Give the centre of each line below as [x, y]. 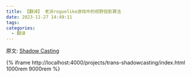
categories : [21, 28]
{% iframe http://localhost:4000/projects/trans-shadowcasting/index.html [96, 63]
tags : [13, 22]
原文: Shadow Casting [33, 51]
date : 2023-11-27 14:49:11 [39, 17]
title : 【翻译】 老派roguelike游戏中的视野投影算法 [64, 11]
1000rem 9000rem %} [33, 69]
